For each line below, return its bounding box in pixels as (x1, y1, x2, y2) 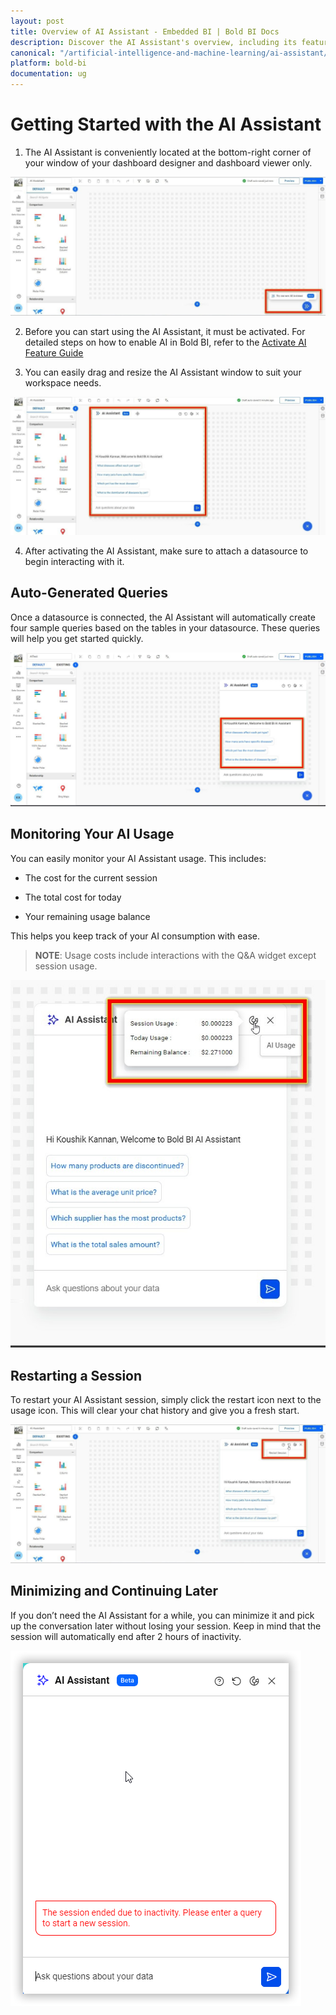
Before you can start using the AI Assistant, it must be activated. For (24, 326, 306, 338)
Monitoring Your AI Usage (10, 826, 175, 843)
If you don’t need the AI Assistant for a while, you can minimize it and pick (10, 1609, 315, 1621)
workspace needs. (24, 377, 102, 389)
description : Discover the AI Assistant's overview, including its (10, 37, 298, 47)
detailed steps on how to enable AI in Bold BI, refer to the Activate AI (24, 336, 307, 349)
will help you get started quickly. (10, 632, 144, 644)
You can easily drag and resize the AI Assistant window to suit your (24, 366, 302, 379)
